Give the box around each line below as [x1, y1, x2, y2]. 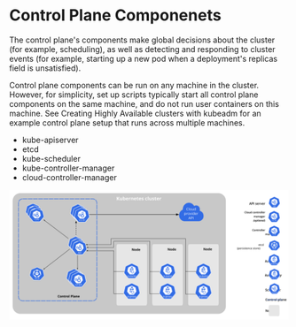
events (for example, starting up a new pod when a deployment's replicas [9, 53, 278, 64]
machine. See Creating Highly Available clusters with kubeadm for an [9, 108, 261, 118]
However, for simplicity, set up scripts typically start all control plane [9, 89, 259, 100]
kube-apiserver [21, 134, 79, 145]
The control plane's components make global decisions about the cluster [9, 34, 276, 45]
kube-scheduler [21, 153, 82, 163]
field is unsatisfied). [9, 63, 82, 73]
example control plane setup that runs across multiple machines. [9, 117, 245, 128]
